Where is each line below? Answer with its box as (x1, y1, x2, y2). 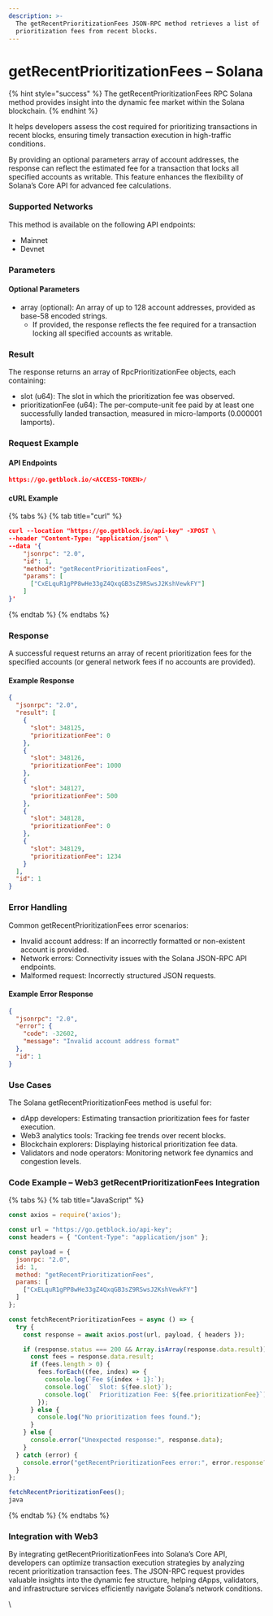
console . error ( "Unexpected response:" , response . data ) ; (29, 1436, 223, 1445)
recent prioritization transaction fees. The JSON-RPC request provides (8, 1566, 245, 1576)
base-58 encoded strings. (19, 310, 108, 321)
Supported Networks (8, 201, 93, 212)
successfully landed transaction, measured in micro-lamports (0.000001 (19, 409, 262, 418)
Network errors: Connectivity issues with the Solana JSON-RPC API (19, 953, 248, 963)
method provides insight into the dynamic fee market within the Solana (8, 97, 245, 107)
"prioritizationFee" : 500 (29, 791, 118, 800)
